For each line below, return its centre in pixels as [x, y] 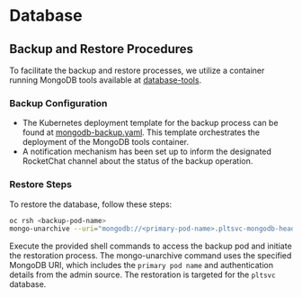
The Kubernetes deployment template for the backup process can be [150, 123]
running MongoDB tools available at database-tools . [106, 80]
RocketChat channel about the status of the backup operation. [138, 161]
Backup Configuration [58, 103]
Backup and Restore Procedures [102, 49]
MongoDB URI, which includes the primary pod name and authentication [142, 265]
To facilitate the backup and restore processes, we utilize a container [137, 70]
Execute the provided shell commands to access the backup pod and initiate [151, 246]
